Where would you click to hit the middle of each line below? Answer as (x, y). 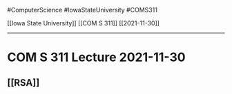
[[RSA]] (23, 83)
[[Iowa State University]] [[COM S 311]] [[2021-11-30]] (84, 23)
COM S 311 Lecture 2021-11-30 (96, 57)
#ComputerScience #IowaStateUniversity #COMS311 (82, 10)
